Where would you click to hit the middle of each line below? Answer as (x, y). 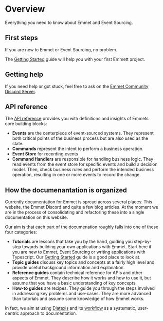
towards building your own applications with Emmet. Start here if (87, 247)
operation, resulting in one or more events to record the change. (76, 175)
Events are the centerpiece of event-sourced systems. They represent (83, 133)
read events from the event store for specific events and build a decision (85, 164)
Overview (25, 9)
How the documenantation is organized (66, 190)
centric (12, 313)
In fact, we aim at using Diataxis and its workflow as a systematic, (71, 308)
